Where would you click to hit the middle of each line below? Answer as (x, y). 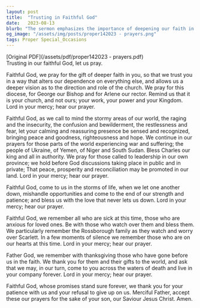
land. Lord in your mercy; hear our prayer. (57, 176)
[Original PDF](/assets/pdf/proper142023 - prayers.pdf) (75, 57)
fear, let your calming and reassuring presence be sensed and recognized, (98, 131)
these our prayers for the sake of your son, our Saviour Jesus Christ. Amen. (99, 299)
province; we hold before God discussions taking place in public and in (93, 163)
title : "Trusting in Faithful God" (52, 17)
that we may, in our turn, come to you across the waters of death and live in (99, 268)
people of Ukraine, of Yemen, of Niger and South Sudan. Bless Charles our (98, 150)
